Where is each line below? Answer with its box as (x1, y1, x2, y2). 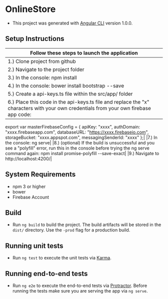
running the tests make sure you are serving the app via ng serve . (12, 288, 148, 293)
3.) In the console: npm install (7, 74, 77, 81)
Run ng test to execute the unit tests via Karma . (12, 255, 111, 261)
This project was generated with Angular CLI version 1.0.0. (12, 20, 133, 26)
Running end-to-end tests (5, 269, 88, 278)
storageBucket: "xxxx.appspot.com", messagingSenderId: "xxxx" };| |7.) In (5, 134, 157, 140)
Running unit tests (5, 241, 63, 250)
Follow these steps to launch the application (29, 49, 138, 56)
